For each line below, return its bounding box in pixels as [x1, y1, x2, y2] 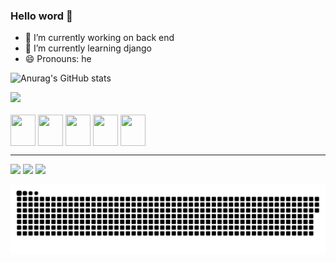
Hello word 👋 [10, 9, 73, 23]
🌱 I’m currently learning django [24, 42, 152, 54]
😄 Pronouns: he [24, 53, 92, 65]
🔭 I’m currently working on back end [24, 32, 175, 44]
